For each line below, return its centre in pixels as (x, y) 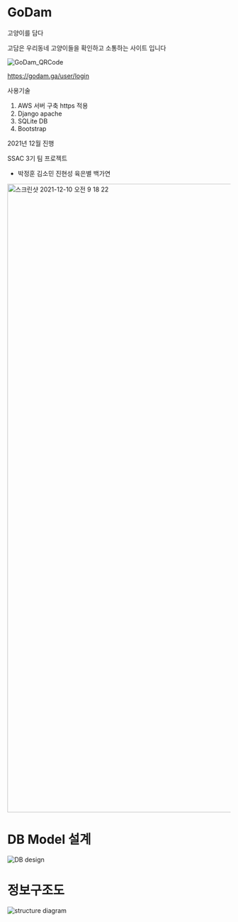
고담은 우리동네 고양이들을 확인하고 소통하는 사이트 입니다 (87, 48)
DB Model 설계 (49, 839)
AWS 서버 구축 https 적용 (53, 105)
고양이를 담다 (25, 33)
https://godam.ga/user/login (49, 76)
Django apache (40, 113)
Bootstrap (32, 128)
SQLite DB (33, 121)
